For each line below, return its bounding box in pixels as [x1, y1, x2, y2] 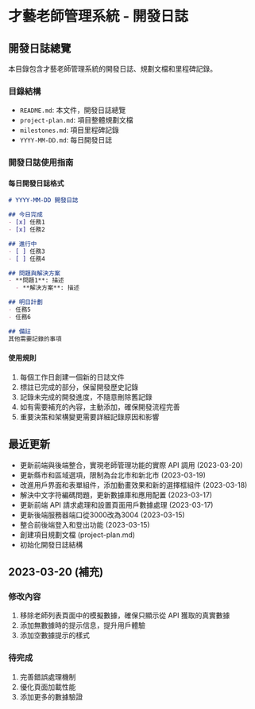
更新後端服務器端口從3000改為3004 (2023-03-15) [19, 510, 185, 520]
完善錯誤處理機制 [19, 672, 76, 681]
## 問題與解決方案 [8, 269, 61, 277]
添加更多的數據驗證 [19, 691, 83, 701]
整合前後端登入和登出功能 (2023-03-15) [19, 520, 150, 529]
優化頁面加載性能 [19, 682, 76, 691]
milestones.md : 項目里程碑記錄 [19, 125, 119, 135]
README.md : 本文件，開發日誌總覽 [19, 105, 126, 115]
